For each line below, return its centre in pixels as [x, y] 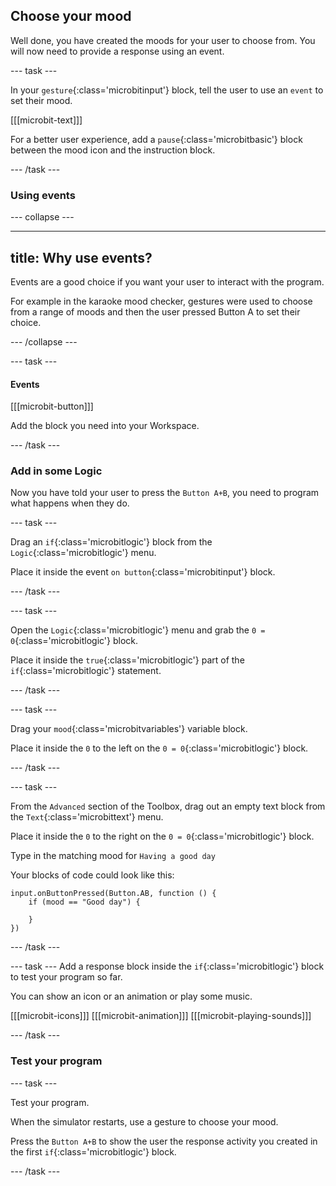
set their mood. [41, 100]
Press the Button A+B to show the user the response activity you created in [164, 1141]
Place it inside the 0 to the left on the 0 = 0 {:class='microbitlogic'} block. [159, 748]
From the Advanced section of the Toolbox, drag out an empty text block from [168, 806]
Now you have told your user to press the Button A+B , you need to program [165, 493]
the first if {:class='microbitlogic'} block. [93, 1151]
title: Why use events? [81, 257]
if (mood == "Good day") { [84, 902]
